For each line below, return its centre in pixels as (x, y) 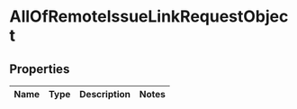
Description (105, 94)
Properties (40, 69)
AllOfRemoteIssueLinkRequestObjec (149, 17)
